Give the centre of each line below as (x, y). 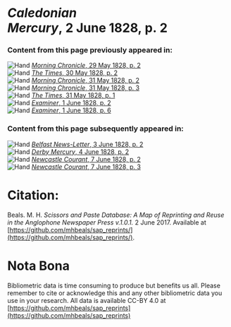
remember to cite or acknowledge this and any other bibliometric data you (115, 293)
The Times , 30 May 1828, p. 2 (75, 73)
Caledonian (42, 13)
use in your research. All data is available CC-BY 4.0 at (87, 300)
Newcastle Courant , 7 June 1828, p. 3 (86, 167)
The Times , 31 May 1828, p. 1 (73, 95)
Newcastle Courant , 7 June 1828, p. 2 (86, 159)
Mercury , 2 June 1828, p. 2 (87, 28)
